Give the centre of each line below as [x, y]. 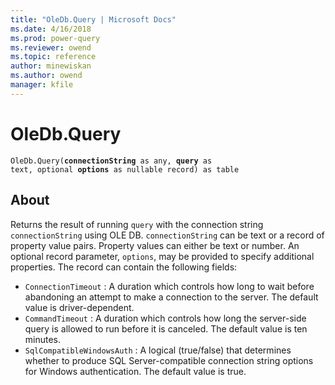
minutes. [43, 339]
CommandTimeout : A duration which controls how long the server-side [165, 318]
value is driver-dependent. [79, 307]
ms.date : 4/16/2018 [51, 29]
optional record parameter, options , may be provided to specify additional [162, 256]
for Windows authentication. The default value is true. [135, 371]
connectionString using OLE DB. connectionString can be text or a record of [167, 235]
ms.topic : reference [53, 57]
